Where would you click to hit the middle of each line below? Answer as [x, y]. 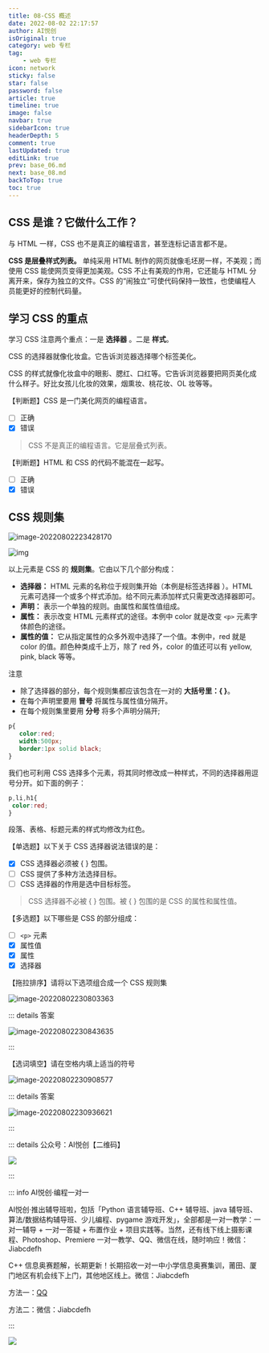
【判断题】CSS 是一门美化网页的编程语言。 [80, 401]
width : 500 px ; [41, 741]
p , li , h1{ [23, 798]
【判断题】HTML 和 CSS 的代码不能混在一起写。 [88, 462]
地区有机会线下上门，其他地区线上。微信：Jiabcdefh [102, 1275]
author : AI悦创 [33, 31]
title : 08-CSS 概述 [40, 16]
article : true [32, 98]
